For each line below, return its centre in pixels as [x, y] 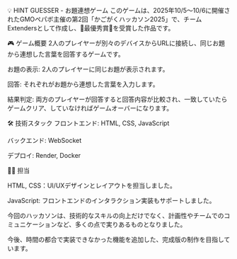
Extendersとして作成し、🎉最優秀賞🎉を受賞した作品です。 [91, 28]
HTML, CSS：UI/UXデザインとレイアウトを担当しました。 [92, 185]
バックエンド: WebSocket [45, 140]
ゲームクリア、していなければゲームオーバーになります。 [90, 108]
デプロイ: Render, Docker [44, 155]
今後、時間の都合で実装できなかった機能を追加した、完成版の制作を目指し [116, 240]
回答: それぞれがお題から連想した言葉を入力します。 [83, 84]
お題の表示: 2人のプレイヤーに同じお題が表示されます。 [88, 69]
